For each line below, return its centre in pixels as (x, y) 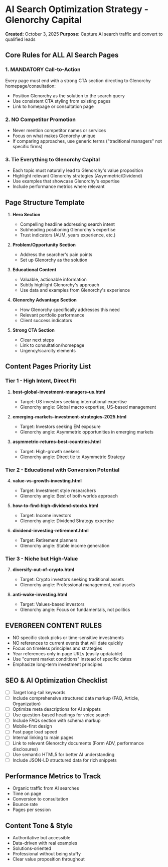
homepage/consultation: (31, 86)
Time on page (27, 794)
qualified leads (21, 39)
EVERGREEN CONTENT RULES (54, 625)
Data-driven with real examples (45, 843)
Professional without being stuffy (47, 854)
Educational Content (34, 270)
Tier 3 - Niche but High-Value (42, 559)
